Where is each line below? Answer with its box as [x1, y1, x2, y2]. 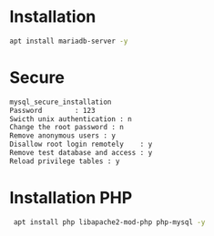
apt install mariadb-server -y [9, 36, 128, 46]
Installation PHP [9, 187, 133, 208]
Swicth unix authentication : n [9, 114, 132, 124]
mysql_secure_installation [9, 97, 112, 107]
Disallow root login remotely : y [9, 139, 153, 149]
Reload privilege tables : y [9, 157, 120, 166]
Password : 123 [9, 106, 96, 115]
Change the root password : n [9, 123, 125, 132]
